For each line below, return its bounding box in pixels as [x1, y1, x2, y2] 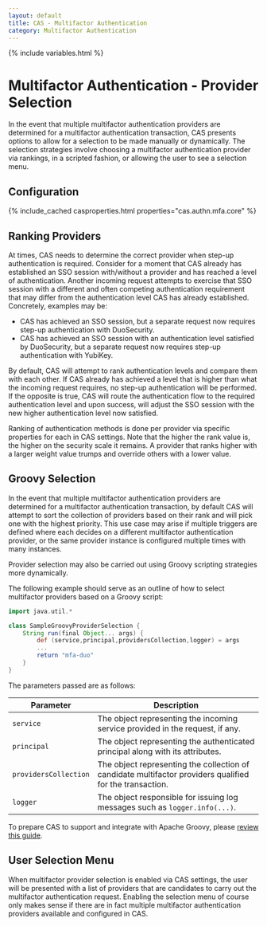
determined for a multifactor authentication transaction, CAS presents [8, 128, 237, 138]
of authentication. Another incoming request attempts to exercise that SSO [8, 276, 253, 285]
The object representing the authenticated [97, 736, 255, 747]
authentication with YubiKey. [19, 350, 114, 359]
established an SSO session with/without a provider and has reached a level [8, 267, 257, 277]
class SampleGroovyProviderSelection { [8, 622, 141, 630]
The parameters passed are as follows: [8, 681, 136, 690]
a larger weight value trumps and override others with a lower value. [8, 449, 232, 458]
